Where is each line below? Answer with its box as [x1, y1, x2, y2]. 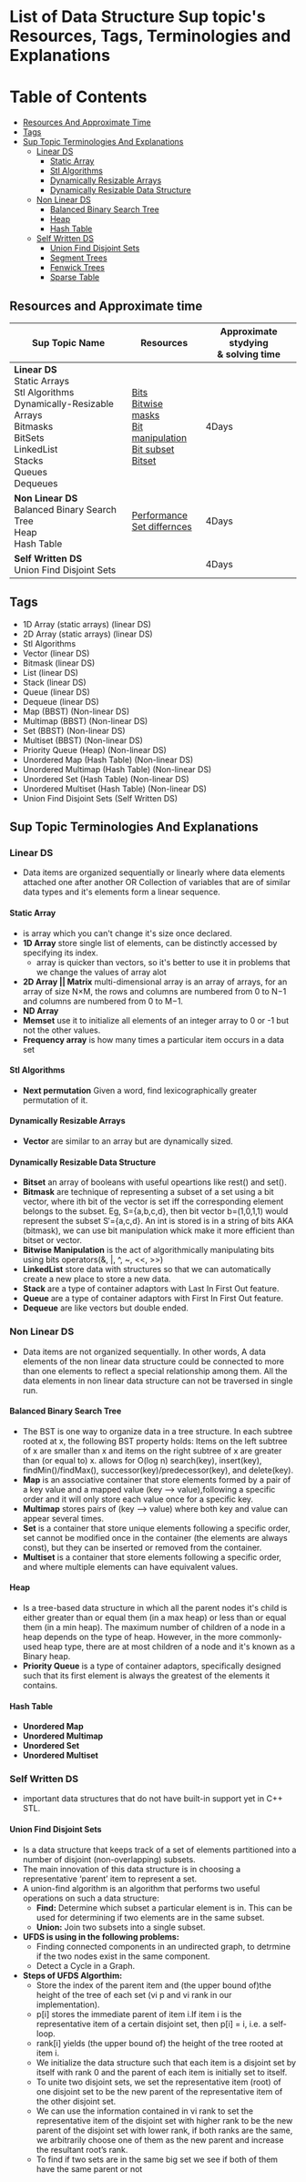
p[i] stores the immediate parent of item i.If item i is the [36, 2008, 242, 2019]
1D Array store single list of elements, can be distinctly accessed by [22, 937, 278, 948]
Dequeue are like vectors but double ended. [22, 1302, 189, 1313]
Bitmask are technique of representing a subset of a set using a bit [22, 1187, 275, 1198]
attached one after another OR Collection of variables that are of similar [22, 877, 291, 888]
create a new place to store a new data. [22, 1273, 171, 1285]
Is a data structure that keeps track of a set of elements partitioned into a [22, 1844, 297, 1855]
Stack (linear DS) [22, 677, 87, 688]
